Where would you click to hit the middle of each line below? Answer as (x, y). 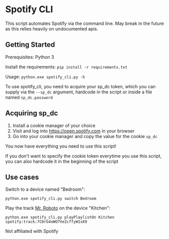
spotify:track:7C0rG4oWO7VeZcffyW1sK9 (46, 222)
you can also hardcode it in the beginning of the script (62, 161)
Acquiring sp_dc (32, 113)
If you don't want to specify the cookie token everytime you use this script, (83, 156)
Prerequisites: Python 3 (30, 57)
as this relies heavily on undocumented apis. (52, 28)
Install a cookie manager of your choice (54, 125)
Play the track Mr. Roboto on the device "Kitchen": (58, 208)
